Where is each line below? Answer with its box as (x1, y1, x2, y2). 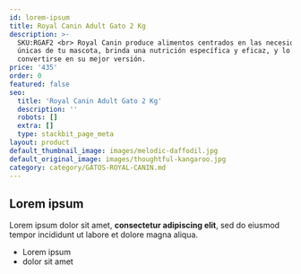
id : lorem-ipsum (9, 13, 70, 22)
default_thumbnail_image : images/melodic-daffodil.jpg (9, 146, 219, 155)
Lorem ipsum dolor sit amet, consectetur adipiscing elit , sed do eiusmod (9, 220, 280, 231)
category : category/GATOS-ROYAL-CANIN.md (9, 163, 167, 172)
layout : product (9, 138, 70, 147)
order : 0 (9, 72, 42, 81)
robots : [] (17, 113, 58, 122)
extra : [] (17, 122, 54, 131)
